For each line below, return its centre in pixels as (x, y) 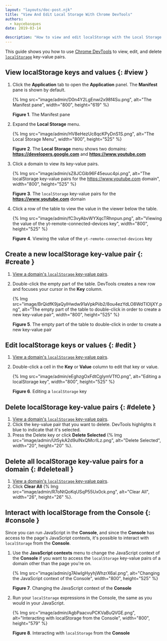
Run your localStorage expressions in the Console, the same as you (82, 598)
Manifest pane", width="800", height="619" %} (61, 105)
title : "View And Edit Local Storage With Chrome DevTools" (69, 14)
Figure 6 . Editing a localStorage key (50, 392)
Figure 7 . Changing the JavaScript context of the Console (72, 588)
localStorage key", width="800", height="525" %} (64, 382)
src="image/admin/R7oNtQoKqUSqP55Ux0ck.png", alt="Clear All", (81, 492)
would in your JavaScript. (38, 603)
